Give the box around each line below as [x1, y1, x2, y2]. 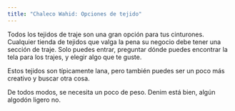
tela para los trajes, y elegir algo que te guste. [7, 53, 142, 61]
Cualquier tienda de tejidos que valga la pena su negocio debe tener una [7, 37, 221, 46]
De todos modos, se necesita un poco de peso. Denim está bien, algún [7, 88, 216, 96]
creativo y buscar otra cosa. [7, 74, 91, 83]
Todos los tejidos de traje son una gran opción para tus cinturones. [7, 30, 205, 38]
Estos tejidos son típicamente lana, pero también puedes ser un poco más [7, 66, 225, 75]
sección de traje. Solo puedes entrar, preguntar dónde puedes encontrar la [7, 45, 229, 53]
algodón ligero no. [7, 95, 61, 104]
